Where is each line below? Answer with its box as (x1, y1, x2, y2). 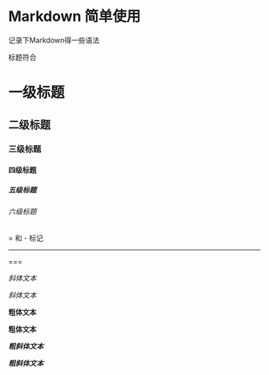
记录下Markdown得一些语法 (8, 35, 100, 45)
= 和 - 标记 (8, 233, 44, 243)
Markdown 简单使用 (8, 7, 142, 26)
